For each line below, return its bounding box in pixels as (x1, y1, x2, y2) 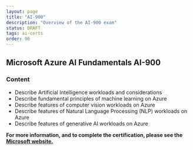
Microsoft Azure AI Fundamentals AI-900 (6, 58, 161, 68)
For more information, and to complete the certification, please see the (6, 131, 183, 138)
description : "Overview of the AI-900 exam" (6, 19, 117, 25)
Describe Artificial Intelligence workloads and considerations (14, 89, 162, 96)
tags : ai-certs (6, 31, 44, 36)
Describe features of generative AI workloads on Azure (14, 120, 149, 127)
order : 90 (6, 36, 31, 42)
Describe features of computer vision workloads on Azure (14, 101, 155, 108)
